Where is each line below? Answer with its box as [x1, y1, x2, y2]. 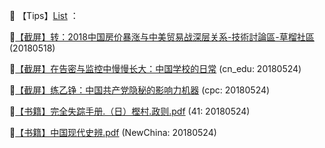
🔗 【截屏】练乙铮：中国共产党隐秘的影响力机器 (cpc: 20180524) [9, 84, 271, 96]
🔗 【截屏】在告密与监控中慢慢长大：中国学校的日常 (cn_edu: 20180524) [9, 63, 302, 74]
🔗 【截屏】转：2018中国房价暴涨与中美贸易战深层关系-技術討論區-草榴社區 [9, 31, 315, 43]
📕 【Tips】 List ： [9, 10, 79, 21]
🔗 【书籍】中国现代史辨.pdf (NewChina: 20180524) [9, 127, 217, 138]
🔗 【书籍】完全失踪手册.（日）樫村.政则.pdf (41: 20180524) [9, 105, 251, 117]
